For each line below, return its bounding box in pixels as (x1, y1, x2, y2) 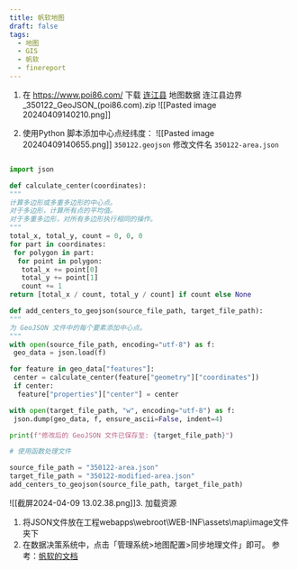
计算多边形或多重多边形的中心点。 (9, 198, 117, 207)
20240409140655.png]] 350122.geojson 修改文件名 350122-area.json (22, 139, 279, 150)
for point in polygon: (17, 256, 103, 266)
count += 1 (21, 281, 63, 291)
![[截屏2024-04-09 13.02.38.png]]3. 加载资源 (9, 497, 177, 508)
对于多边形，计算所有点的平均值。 (9, 207, 117, 216)
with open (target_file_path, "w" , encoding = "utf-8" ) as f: (9, 406, 236, 415)
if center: (13, 382, 54, 391)
